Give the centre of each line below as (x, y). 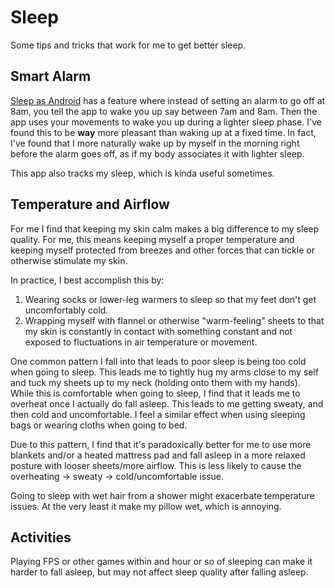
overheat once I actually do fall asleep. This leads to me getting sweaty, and (167, 403)
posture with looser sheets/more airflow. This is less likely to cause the (156, 465)
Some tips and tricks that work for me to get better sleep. (128, 45)
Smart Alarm (51, 76)
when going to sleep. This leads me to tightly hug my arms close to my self (164, 372)
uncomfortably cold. (66, 310)
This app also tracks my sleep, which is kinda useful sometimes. (142, 173)
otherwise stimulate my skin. (69, 260)
